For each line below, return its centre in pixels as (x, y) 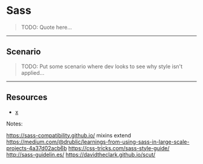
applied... (33, 72)
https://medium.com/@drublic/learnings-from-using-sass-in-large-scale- (98, 142)
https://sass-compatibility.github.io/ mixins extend (69, 135)
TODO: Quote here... (47, 27)
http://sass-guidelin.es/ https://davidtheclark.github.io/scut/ (81, 154)
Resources (27, 97)
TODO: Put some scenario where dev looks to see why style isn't (102, 66)
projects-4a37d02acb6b (37, 148)
